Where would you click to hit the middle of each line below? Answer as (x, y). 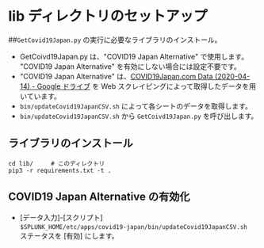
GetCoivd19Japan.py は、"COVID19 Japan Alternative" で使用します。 (134, 56)
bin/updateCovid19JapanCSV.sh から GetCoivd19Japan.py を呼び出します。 (139, 116)
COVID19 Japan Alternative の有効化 (99, 197)
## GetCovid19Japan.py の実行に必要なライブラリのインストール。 (115, 40)
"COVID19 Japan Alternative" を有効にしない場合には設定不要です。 (130, 66)
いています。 (40, 96)
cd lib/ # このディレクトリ (57, 163)
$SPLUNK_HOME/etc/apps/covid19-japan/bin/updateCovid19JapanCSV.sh (133, 227)
